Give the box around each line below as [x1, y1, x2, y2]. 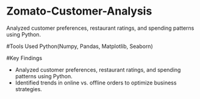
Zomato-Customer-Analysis [6, 4, 152, 18]
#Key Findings [6, 54, 43, 61]
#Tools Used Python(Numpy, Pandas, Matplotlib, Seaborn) [6, 43, 154, 50]
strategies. [15, 85, 43, 92]
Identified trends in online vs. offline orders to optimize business [15, 79, 177, 86]
